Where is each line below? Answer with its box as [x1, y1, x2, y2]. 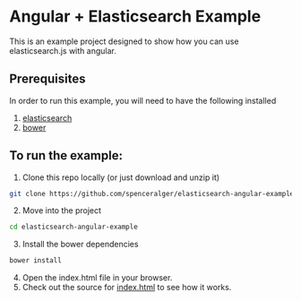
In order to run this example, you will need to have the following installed [9, 95, 277, 106]
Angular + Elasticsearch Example [9, 6, 262, 27]
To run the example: [9, 148, 124, 163]
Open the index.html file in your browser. [21, 272, 173, 283]
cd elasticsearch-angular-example [9, 222, 139, 232]
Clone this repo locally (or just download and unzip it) [21, 172, 220, 183]
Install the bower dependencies [21, 239, 139, 250]
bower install [9, 256, 63, 265]
